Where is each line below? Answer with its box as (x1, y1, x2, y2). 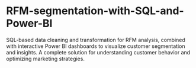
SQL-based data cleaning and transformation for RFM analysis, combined (6, 36, 185, 43)
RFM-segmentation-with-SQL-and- (6, 4, 185, 18)
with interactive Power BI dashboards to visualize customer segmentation (6, 43, 185, 50)
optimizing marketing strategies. (6, 55, 85, 62)
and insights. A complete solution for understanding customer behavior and (6, 48, 191, 56)
